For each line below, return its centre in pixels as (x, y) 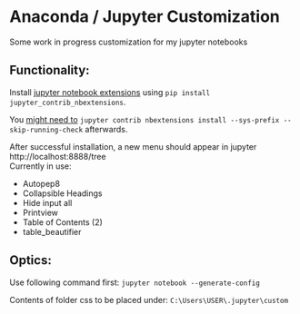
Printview (40, 212)
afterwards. (106, 129)
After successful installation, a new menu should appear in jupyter (133, 146)
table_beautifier (52, 231)
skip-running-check (46, 130)
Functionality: (50, 70)
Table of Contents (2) (62, 222)
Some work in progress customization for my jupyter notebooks (129, 42)
